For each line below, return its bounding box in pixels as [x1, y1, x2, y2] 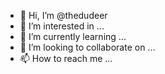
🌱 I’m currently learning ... [19, 31, 127, 42]
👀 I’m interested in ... [19, 20, 105, 32]
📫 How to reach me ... [19, 53, 113, 64]
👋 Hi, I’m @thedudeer [19, 10, 108, 21]
